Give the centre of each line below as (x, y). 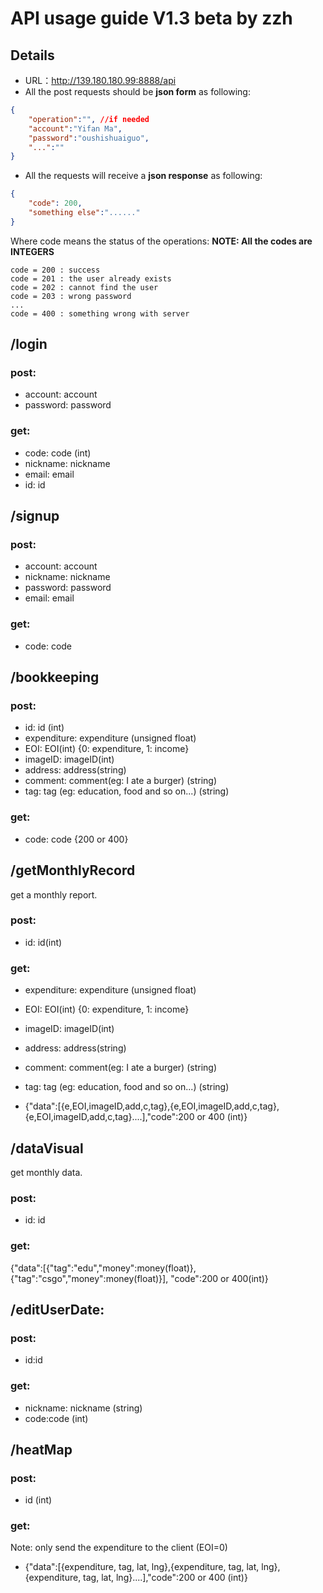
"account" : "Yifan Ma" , (75, 128)
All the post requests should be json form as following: (137, 91)
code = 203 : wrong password (71, 296)
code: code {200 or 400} (76, 839)
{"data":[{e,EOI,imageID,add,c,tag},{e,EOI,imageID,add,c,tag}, (152, 1106)
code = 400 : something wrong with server (100, 313)
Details (32, 55)
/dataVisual (47, 1148)
